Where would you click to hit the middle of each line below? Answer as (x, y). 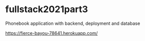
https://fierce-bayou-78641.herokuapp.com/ (52, 33)
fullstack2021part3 (47, 9)
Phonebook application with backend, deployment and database (73, 23)
